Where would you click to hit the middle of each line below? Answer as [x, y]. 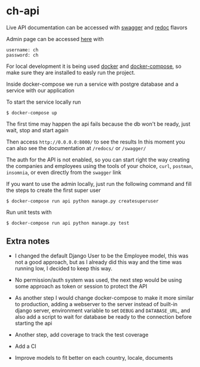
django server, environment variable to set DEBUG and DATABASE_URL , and [102, 310]
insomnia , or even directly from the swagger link [64, 172]
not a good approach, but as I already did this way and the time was [98, 262]
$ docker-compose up [32, 113]
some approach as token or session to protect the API [81, 286]
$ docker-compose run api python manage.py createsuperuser [83, 201]
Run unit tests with [29, 212]
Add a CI [26, 346]
